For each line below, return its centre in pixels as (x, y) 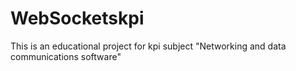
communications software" (66, 56)
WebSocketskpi (77, 18)
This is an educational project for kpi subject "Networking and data (148, 46)
